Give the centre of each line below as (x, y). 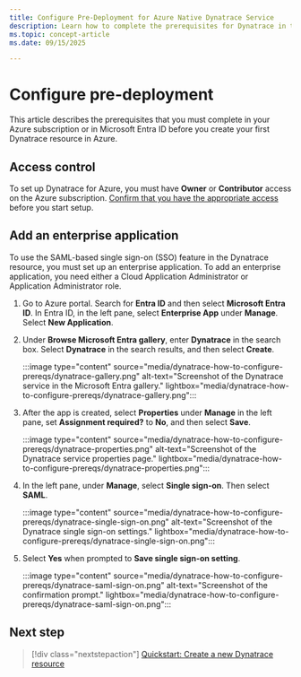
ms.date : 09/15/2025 (48, 43)
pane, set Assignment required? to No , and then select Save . (136, 421)
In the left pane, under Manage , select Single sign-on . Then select (146, 485)
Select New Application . (68, 322)
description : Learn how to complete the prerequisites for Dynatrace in (148, 26)
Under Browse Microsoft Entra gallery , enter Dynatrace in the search (151, 339)
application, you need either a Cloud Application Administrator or (129, 276)
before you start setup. (52, 208)
